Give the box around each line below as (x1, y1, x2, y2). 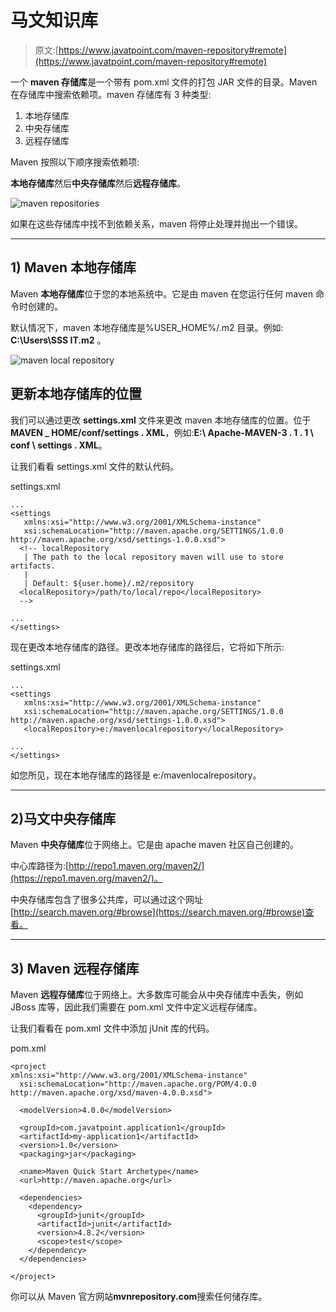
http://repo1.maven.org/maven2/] (68, 860, 205, 872)
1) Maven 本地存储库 (10, 259, 137, 276)
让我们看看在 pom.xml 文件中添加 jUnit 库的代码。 (10, 1022, 215, 1035)
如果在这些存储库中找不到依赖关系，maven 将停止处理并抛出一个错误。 (10, 217, 303, 230)
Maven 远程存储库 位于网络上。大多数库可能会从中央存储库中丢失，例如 (10, 989, 304, 1001)
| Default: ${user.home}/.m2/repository (23, 578, 195, 588)
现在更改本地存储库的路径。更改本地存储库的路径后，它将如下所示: (10, 641, 285, 653)
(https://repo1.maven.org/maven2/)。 (10, 872, 163, 885)
